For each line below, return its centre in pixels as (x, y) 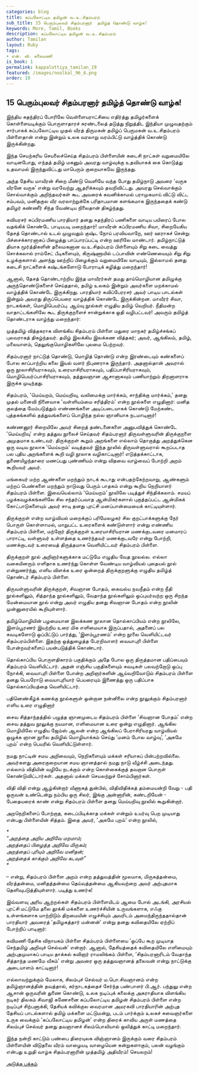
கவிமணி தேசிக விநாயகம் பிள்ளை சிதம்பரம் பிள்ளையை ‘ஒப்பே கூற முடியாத (90, 941)
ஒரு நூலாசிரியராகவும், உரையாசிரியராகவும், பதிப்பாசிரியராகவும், (79, 369)
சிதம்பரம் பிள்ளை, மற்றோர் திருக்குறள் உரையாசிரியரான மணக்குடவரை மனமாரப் (96, 531)
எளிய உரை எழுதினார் (31, 705)
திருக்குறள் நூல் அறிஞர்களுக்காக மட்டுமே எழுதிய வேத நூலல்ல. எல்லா (87, 556)
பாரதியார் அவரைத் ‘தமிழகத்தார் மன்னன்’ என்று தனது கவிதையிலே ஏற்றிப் (90, 922)
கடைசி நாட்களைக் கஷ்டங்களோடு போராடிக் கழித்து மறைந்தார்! (77, 267)
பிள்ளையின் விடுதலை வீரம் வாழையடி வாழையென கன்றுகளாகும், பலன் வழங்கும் (96, 1045)
